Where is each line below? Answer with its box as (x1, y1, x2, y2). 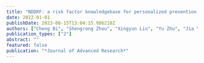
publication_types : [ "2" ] (6, 31, 72, 37)
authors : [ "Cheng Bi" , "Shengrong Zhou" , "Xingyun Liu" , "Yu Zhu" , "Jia (6, 25, 194, 32)
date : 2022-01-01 (6, 14, 50, 20)
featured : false (6, 43, 47, 49)
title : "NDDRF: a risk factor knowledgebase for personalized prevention (6, 8, 197, 15)
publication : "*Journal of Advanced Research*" (6, 48, 129, 54)
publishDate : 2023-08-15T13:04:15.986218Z (6, 20, 115, 26)
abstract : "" (6, 37, 39, 43)
